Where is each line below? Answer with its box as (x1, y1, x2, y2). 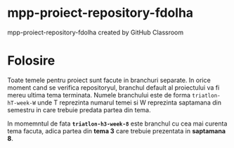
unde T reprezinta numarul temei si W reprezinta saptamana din (37, 98, 221, 107)
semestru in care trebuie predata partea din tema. (7, 105, 151, 114)
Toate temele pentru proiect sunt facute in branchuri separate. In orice (7, 76, 211, 84)
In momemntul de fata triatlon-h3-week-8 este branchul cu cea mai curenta (7, 119, 228, 128)
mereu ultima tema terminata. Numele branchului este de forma (7, 90, 191, 99)
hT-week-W (7, 100, 37, 107)
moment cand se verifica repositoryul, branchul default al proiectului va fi (7, 83, 220, 92)
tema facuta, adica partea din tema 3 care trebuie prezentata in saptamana (7, 126, 226, 135)
